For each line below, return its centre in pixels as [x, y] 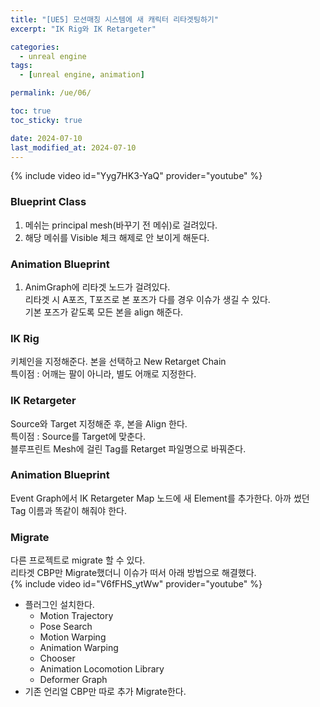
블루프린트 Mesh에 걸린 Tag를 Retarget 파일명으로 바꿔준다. [128, 448]
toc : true [31, 111]
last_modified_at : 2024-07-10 [73, 147]
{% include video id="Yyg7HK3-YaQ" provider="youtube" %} [136, 176]
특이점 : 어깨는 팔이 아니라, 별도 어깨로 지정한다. [103, 374]
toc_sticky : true [46, 120]
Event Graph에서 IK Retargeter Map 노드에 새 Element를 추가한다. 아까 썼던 [160, 498]
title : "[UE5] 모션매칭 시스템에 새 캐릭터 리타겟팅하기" [114, 19]
